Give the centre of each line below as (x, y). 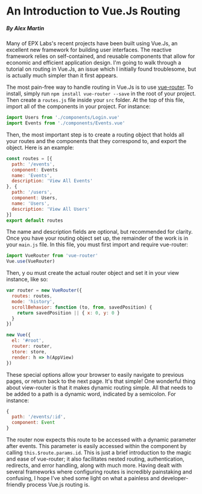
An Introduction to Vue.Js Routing (93, 11)
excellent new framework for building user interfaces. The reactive (89, 50)
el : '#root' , (28, 341)
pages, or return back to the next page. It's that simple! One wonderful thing (101, 381)
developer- (175, 478)
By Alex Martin (25, 28)
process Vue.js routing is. (58, 485)
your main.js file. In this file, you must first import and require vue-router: (97, 245)
